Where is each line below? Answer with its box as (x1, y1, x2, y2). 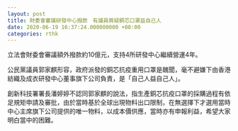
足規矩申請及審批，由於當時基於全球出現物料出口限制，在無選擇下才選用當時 (7, 98, 231, 107)
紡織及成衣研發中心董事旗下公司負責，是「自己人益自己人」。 (7, 74, 184, 83)
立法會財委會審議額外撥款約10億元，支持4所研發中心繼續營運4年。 (7, 50, 202, 59)
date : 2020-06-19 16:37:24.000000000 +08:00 (7, 23, 141, 30)
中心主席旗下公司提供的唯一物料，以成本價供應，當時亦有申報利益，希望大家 (7, 107, 231, 115)
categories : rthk (7, 30, 59, 38)
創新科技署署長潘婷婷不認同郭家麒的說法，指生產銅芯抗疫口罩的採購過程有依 (7, 89, 231, 98)
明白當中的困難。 (7, 116, 57, 125)
